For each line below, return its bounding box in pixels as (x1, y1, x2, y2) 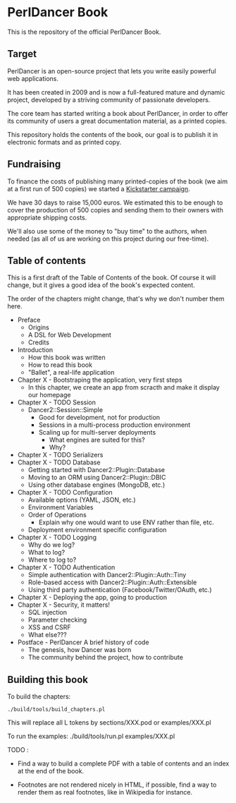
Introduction (17, 346, 54, 354)
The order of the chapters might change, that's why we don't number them (7, 294, 225, 303)
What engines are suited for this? (49, 435, 146, 445)
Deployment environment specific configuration (27, 526, 167, 534)
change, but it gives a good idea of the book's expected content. (7, 281, 195, 289)
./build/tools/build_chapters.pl (7, 706, 106, 713)
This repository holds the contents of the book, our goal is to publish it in (7, 130, 218, 138)
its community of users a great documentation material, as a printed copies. (7, 116, 228, 125)
